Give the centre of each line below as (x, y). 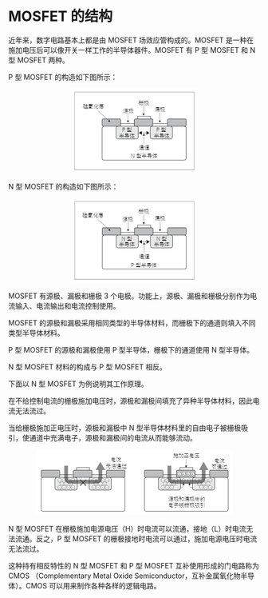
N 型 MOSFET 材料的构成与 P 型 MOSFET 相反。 (88, 367)
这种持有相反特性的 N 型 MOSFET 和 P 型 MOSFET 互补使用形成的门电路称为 (134, 565)
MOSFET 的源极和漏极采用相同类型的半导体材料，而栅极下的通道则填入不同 (132, 323)
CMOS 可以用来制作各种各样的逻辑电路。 (93, 585)
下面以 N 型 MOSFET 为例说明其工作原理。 (79, 384)
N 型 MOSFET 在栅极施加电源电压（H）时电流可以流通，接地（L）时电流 (127, 528)
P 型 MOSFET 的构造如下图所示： (63, 77)
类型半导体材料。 (36, 333)
